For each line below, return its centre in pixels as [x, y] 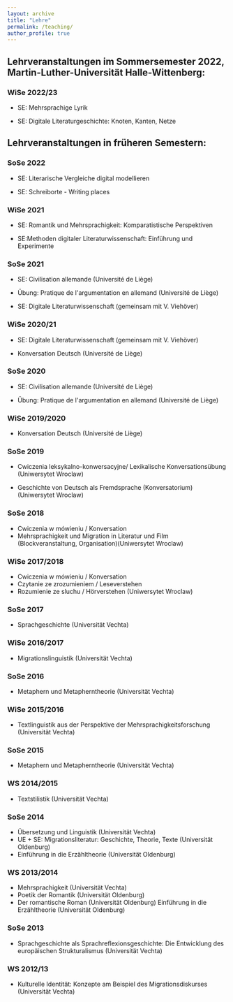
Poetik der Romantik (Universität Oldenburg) [81, 895]
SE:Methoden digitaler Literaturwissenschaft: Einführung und [105, 238]
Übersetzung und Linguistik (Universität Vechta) [87, 832]
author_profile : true [39, 33]
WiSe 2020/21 [32, 324]
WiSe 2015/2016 [36, 709]
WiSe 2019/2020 [37, 418]
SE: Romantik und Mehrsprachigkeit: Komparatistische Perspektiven [115, 225]
